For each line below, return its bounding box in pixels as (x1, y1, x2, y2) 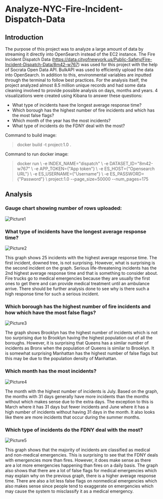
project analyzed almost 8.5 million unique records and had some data (5, 82, 146, 88)
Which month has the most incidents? (5, 368, 97, 375)
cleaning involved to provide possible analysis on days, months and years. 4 (5, 88, 158, 93)
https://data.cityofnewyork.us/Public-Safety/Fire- (53, 57, 152, 62)
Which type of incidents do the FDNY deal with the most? (5, 426, 143, 433)
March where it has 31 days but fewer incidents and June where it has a (5, 403, 149, 410)
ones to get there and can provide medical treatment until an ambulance (5, 280, 150, 286)
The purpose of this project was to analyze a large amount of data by (5, 46, 144, 52)
